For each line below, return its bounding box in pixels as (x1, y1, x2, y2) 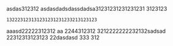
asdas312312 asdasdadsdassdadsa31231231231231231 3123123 (6, 5, 167, 12)
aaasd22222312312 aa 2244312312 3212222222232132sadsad (6, 27, 166, 34)
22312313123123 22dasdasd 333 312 (6, 34, 100, 41)
